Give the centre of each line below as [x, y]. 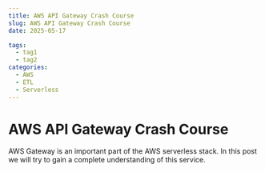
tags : [17, 45]
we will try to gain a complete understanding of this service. [107, 160]
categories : [28, 68]
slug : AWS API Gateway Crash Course [69, 23]
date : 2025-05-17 [37, 30]
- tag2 [26, 60]
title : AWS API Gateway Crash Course [71, 16]
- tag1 [26, 53]
